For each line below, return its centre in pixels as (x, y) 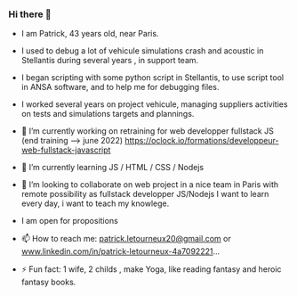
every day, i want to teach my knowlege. (95, 203)
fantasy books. (48, 282)
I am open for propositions (70, 221)
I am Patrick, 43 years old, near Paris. (90, 34)
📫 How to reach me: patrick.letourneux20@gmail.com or (126, 239)
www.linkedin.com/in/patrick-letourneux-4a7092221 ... (120, 251)
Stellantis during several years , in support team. (110, 61)
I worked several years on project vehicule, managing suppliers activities (154, 104)
